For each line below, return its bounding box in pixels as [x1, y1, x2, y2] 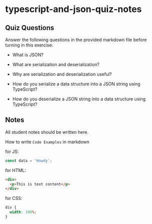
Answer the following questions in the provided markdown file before [5, 37, 147, 43]
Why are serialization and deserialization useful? [12, 71, 112, 77]
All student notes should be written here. [5, 129, 89, 135]
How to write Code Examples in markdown [5, 139, 90, 145]
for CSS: [5, 195, 22, 201]
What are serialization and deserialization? [12, 62, 100, 67]
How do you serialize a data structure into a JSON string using [12, 81, 141, 87]
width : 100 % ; [9, 209, 37, 215]
